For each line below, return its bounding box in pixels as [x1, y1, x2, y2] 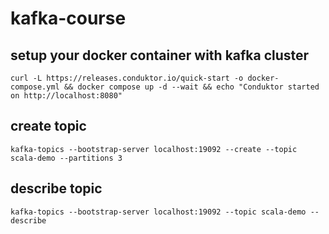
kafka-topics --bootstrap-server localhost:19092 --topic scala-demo [10, 207, 307, 217]
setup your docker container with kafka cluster [10, 47, 310, 64]
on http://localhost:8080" [10, 91, 123, 101]
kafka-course [10, 7, 127, 30]
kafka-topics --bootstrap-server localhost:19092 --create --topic [10, 144, 298, 154]
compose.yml [10, 82, 60, 92]
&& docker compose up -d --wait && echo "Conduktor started [63, 82, 320, 92]
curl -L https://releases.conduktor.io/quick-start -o [10, 73, 244, 83]
